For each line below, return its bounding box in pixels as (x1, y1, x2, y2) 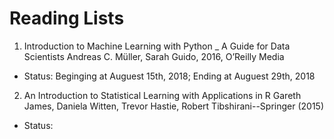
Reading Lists (9, 7, 125, 30)
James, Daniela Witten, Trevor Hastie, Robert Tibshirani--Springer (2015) (23, 100, 324, 112)
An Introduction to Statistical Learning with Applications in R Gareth (23, 89, 302, 101)
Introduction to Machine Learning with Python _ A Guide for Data (23, 40, 291, 52)
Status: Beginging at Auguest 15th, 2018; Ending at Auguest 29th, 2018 (23, 70, 316, 82)
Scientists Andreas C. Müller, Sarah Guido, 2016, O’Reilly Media (23, 50, 285, 62)
